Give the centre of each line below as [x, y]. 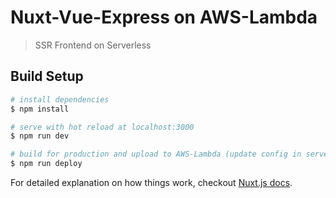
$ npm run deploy [46, 164]
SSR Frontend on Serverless [93, 45]
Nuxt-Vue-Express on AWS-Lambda [164, 17]
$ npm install [40, 109]
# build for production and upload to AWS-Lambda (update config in [156, 154]
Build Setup [47, 76]
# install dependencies [60, 99]
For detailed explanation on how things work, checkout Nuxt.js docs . [151, 182]
